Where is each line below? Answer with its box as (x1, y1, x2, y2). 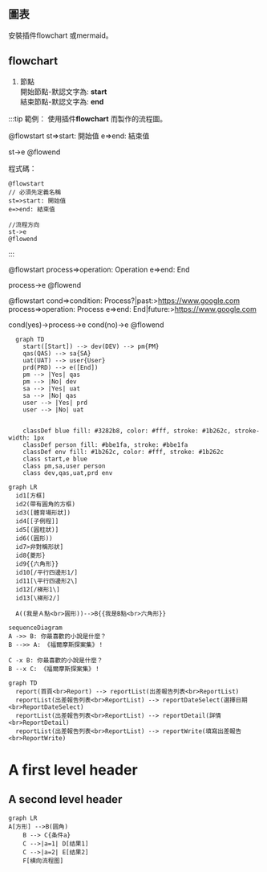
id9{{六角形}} (15, 559, 59, 568)
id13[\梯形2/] (15, 594, 60, 602)
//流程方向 (8, 220, 40, 229)
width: (8, 433, 30, 442)
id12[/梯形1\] (15, 585, 60, 593)
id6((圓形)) (15, 534, 54, 542)
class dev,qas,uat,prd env (22, 469, 113, 477)
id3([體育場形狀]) (15, 509, 71, 517)
